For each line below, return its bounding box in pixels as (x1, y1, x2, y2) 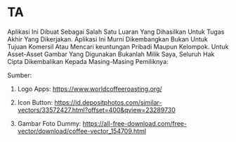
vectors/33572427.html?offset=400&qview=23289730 (17, 105, 176, 114)
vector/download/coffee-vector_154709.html (17, 127, 146, 135)
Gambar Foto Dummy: (17, 119, 81, 127)
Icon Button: (17, 98, 53, 106)
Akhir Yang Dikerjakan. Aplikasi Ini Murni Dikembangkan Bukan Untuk (7, 34, 209, 43)
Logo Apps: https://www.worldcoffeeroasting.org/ (17, 84, 163, 93)
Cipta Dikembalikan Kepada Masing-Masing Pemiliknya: (7, 57, 169, 65)
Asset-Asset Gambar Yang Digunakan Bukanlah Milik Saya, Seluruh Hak (7, 50, 215, 58)
